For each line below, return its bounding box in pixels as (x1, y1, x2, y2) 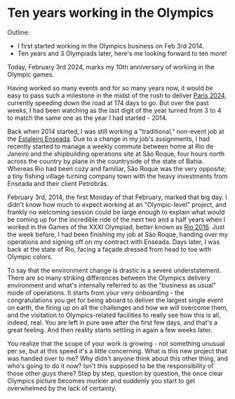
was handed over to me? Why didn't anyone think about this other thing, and (7, 354, 228, 363)
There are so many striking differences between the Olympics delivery (7, 273, 210, 282)
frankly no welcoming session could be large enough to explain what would (7, 208, 225, 216)
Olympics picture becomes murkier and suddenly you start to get (7, 377, 196, 385)
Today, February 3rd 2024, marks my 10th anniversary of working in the (7, 62, 215, 71)
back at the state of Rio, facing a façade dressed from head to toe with (7, 245, 212, 253)
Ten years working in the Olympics (7, 5, 214, 21)
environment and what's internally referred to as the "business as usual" (7, 280, 216, 289)
